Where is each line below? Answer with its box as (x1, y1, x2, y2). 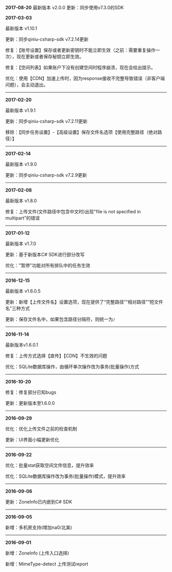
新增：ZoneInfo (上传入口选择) (5, 550, 69, 556)
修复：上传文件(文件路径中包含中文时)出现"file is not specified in (5, 209, 141, 214)
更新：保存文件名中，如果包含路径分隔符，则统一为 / (5, 316, 116, 322)
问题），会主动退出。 (5, 81, 48, 88)
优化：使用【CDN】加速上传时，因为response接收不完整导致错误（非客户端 (5, 75, 165, 81)
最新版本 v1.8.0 (5, 198, 37, 203)
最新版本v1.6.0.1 (5, 342, 38, 348)
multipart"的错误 (5, 215, 40, 221)
